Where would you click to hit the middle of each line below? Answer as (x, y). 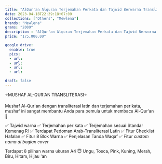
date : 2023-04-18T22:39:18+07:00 (39, 14)
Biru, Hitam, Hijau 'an (26, 156)
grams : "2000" (19, 27)
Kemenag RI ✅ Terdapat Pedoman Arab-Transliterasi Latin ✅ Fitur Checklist (80, 131)
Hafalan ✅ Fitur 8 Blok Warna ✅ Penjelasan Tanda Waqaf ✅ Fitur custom (77, 136)
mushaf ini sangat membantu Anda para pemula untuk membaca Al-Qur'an (80, 111)
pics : (15, 54)
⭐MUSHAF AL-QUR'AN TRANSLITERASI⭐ (46, 95)
